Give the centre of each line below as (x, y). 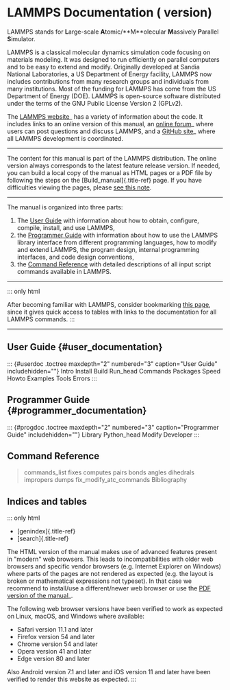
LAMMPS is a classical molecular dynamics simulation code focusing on (109, 52)
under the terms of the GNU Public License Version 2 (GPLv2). (95, 103)
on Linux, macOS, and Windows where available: (76, 617)
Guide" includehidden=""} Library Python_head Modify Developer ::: (103, 435)
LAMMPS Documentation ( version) (110, 13)
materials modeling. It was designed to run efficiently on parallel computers (114, 59)
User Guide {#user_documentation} (85, 347)
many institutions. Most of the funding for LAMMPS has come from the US (112, 89)
